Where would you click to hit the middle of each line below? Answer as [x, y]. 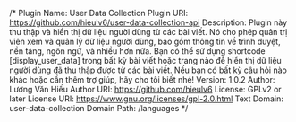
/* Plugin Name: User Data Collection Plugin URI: [99, 13]
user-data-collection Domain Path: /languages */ [99, 108]
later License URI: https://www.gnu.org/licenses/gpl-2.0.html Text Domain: [147, 99]
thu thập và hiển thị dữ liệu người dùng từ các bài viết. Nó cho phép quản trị [148, 32]
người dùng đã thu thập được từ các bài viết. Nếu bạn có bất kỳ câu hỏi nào [148, 70]
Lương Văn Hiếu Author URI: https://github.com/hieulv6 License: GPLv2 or [145, 89]
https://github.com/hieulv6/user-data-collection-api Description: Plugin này [148, 22]
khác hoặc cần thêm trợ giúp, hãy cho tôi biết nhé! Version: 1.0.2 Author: [142, 79]
